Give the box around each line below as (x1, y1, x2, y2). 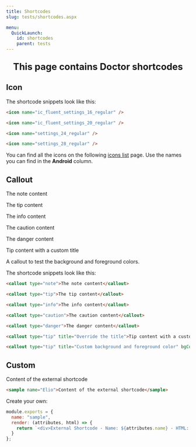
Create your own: (6, 397, 48, 404)
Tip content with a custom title (6, 247, 79, 254)
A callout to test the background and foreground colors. (6, 258, 140, 265)
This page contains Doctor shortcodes (13, 61, 183, 72)
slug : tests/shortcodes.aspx (6, 14, 77, 20)
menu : (6, 25, 19, 30)
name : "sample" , (11, 414, 51, 420)
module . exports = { (6, 408, 54, 415)
